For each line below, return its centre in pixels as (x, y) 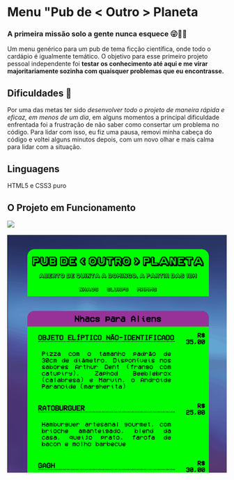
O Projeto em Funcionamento (71, 207)
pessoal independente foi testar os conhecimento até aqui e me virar (108, 64)
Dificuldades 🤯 (39, 93)
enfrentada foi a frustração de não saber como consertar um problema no (113, 125)
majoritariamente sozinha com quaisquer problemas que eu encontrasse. (116, 71)
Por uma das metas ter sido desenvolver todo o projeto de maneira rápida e (116, 110)
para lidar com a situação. (45, 147)
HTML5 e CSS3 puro (37, 186)
